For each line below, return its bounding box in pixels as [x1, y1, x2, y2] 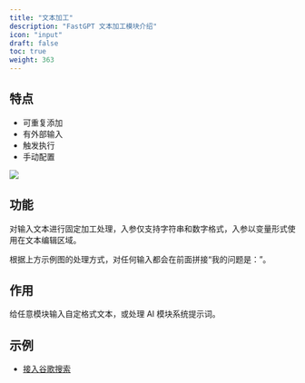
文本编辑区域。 [25, 234, 82, 245]
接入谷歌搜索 [22, 364, 71, 375]
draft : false [9, 38, 59, 48]
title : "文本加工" [9, 13, 74, 23]
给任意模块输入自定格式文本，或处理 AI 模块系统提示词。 [9, 309, 221, 319]
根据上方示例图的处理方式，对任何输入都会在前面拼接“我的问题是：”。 [9, 253, 271, 264]
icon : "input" [9, 30, 64, 39]
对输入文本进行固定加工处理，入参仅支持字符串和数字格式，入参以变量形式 [9, 223, 288, 234]
